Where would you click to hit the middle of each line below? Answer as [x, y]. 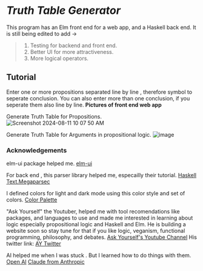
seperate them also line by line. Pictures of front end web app [84, 105]
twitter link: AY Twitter [34, 244]
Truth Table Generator [64, 11]
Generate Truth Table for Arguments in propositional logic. [79, 134]
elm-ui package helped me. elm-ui [49, 163]
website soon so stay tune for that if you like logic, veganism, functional [96, 231]
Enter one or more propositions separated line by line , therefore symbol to [99, 92]
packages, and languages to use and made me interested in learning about [100, 218]
